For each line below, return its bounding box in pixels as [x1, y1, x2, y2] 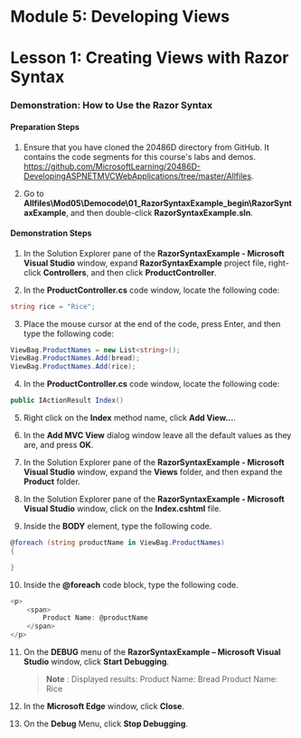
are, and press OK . [23, 440, 94, 451]
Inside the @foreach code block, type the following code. [23, 579, 239, 590]
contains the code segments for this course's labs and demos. [23, 151, 256, 162]
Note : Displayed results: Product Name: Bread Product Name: [45, 674, 278, 685]
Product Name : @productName [42, 613, 148, 622]
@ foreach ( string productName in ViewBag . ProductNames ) [10, 538, 225, 547]
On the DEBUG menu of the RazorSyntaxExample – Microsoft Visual [23, 647, 281, 658]
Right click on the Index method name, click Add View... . [23, 413, 236, 424]
